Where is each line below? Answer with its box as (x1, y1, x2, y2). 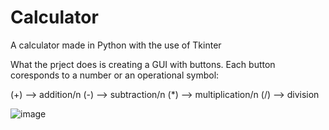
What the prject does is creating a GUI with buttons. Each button (10, 58, 276, 70)
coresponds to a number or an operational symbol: (10, 69, 220, 81)
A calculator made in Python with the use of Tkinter (10, 39, 222, 51)
